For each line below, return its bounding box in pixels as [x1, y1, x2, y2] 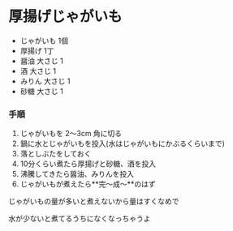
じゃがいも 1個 [19, 36, 69, 45]
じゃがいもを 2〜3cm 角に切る [19, 129, 123, 139]
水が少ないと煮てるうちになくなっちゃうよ [8, 214, 151, 224]
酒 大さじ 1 [19, 66, 57, 75]
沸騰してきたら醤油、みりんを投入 [19, 169, 134, 179]
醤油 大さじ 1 [19, 56, 63, 66]
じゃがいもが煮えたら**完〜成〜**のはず [19, 179, 156, 189]
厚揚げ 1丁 [19, 45, 54, 55]
